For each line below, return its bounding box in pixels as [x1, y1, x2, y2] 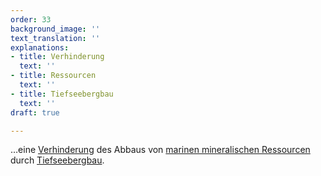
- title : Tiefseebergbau [10, 89, 114, 99]
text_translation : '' [10, 33, 101, 43]
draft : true [10, 107, 60, 118]
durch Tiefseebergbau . [10, 154, 105, 166]
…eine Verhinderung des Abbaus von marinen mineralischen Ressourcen [10, 144, 311, 156]
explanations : [10, 42, 70, 53]
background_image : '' [10, 24, 101, 34]
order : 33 [10, 14, 52, 25]
